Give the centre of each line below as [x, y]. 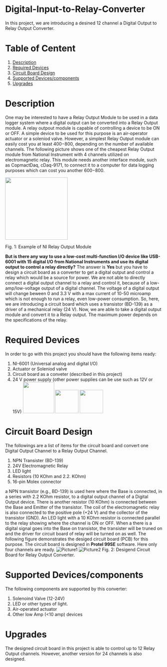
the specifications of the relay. [36, 320]
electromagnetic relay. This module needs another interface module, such [81, 160]
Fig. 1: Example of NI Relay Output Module [48, 247]
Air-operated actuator [35, 609]
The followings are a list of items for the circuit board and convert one [77, 445]
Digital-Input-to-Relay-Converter [75, 9]
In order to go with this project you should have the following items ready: [81, 354]
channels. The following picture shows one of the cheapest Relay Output [80, 149]
